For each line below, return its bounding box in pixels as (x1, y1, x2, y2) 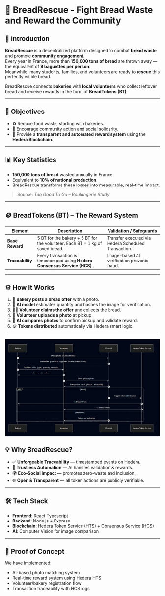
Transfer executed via (107, 235, 151, 241)
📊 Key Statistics (5, 156, 56, 164)
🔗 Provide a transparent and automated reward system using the (12, 131, 146, 137)
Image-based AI (107, 253, 140, 259)
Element (11, 228, 29, 234)
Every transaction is (37, 253, 78, 259)
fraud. (107, 263, 119, 269)
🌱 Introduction (5, 35, 50, 43)
